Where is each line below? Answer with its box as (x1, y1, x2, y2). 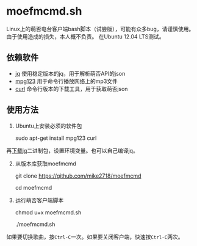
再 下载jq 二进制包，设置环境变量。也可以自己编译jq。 (6, 147, 138, 154)
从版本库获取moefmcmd (15, 160, 76, 167)
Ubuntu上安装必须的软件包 (15, 122, 82, 129)
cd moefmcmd (15, 184, 52, 191)
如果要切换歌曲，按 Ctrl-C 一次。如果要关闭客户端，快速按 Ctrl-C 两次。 (6, 233, 184, 241)
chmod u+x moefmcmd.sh (15, 209, 82, 216)
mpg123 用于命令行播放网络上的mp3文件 (15, 78, 118, 85)
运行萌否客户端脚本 (15, 197, 64, 204)
